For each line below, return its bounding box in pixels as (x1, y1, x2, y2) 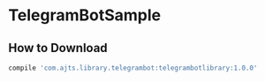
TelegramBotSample (8, 5, 161, 26)
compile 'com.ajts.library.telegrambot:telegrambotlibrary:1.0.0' (8, 63, 258, 72)
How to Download (8, 40, 108, 55)
